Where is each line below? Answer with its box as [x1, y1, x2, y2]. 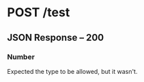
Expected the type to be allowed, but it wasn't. [7, 67, 138, 75]
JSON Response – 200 [7, 32, 104, 43]
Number [7, 52, 35, 62]
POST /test [7, 5, 70, 20]
